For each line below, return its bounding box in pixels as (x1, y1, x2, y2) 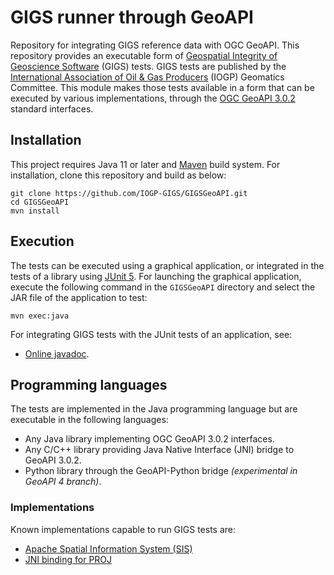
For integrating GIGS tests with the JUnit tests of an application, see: (10, 328, 293, 340)
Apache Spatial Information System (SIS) (24, 542, 193, 555)
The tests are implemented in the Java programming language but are (10, 403, 298, 415)
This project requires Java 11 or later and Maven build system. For (10, 158, 281, 170)
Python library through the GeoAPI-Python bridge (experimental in (24, 465, 298, 477)
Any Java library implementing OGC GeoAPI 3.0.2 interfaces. (24, 433, 275, 445)
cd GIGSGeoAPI (10, 197, 70, 207)
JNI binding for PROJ (24, 553, 113, 565)
